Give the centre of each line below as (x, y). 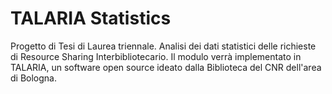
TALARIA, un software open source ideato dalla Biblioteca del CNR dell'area (166, 67)
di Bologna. (33, 78)
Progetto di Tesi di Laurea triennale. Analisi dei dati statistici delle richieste (163, 46)
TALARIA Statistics (91, 18)
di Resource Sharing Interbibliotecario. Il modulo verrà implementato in (156, 56)
